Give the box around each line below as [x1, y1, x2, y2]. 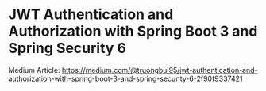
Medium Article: [8, 65, 60, 74]
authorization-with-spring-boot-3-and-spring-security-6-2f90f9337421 [8, 74, 243, 83]
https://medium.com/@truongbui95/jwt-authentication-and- [61, 65, 258, 74]
